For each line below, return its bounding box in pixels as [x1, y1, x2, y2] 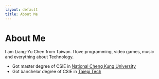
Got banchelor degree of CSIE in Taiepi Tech [12, 69, 102, 75]
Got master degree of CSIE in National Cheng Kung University [12, 63, 136, 69]
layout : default [5, 7, 38, 12]
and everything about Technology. [5, 54, 74, 60]
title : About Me [5, 12, 38, 17]
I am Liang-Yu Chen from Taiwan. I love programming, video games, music [5, 49, 155, 55]
